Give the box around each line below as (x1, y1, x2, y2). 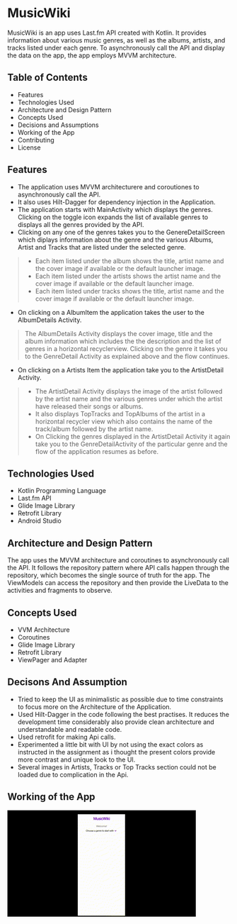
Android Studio (17, 516, 62, 525)
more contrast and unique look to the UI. (17, 755, 136, 764)
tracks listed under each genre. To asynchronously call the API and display (7, 43, 225, 52)
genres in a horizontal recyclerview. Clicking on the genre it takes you (24, 344, 228, 352)
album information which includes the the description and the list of (24, 337, 221, 345)
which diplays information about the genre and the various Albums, (17, 235, 214, 244)
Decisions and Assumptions (17, 121, 99, 129)
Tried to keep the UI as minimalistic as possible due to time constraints (17, 695, 224, 703)
